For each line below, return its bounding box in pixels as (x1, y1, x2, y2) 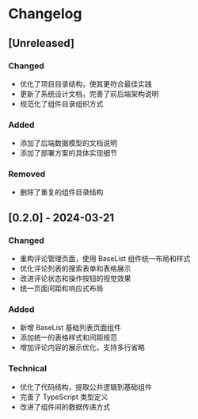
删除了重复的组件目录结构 (19, 187, 104, 197)
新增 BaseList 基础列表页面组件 (19, 323, 121, 333)
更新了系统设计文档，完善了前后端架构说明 (19, 89, 159, 98)
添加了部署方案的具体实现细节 (19, 148, 117, 158)
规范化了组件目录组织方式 (19, 98, 104, 108)
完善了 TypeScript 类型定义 (19, 392, 109, 402)
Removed (8, 168, 46, 179)
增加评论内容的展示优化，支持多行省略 (19, 343, 145, 352)
